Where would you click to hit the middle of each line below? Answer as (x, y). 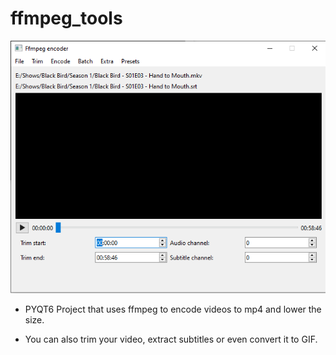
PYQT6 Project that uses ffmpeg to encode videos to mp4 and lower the (173, 309)
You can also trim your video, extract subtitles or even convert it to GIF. (171, 339)
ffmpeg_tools (66, 18)
